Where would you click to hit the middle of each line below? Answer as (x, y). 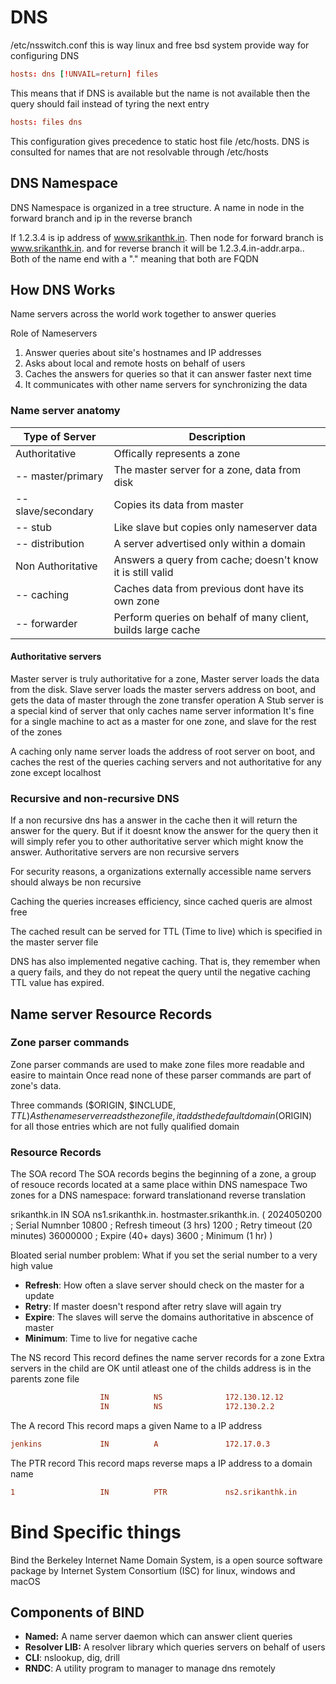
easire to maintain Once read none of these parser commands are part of (161, 1075)
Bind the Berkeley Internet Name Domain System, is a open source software (166, 1560)
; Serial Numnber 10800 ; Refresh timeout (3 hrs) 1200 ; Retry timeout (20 (161, 1225)
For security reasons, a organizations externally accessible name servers (161, 872)
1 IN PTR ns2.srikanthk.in (154, 1492)
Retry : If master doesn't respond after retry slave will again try (153, 1307)
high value (31, 1266)
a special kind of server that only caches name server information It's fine (162, 710)
